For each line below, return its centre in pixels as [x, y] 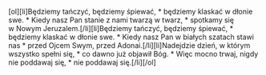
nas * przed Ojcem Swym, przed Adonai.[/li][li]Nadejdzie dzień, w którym [129, 45]
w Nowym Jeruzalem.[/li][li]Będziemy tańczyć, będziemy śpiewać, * [121, 28]
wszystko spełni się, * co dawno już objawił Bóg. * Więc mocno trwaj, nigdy [133, 54]
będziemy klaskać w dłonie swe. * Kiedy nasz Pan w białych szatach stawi [131, 37]
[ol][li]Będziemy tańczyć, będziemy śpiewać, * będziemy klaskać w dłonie [131, 12]
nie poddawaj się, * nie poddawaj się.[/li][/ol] [82, 62]
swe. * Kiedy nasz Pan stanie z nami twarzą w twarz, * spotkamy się [121, 20]
